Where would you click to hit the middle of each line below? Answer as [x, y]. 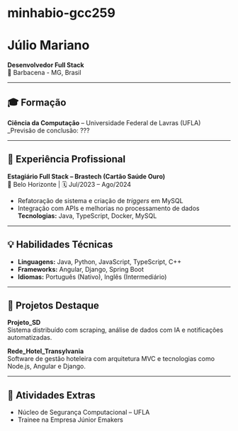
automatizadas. [30, 338]
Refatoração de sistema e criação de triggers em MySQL [100, 200]
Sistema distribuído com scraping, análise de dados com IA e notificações [115, 330]
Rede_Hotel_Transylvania [46, 351]
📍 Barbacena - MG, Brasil [44, 73]
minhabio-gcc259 [61, 13]
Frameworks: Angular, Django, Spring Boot [80, 269]
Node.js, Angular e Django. [47, 367]
